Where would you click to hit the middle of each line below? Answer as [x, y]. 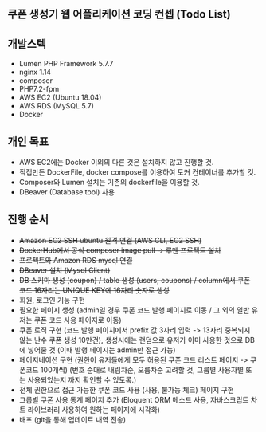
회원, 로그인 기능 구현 [52, 300]
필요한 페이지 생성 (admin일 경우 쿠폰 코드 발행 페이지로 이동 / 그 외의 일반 [134, 310]
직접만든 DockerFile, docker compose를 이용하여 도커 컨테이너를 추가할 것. [137, 172]
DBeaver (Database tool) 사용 [67, 192]
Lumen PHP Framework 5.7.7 [66, 64]
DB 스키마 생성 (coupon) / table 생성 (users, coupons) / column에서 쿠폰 [135, 280]
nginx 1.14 [35, 72]
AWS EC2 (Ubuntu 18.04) [60, 97]
